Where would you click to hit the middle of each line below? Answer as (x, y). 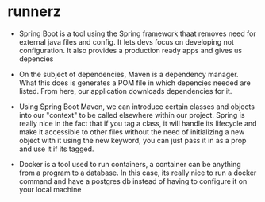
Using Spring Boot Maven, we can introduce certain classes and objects (137, 107)
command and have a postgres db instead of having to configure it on (133, 181)
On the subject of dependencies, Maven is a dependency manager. (129, 74)
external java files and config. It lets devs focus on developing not (127, 41)
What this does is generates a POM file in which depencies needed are (134, 83)
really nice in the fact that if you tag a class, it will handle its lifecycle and (138, 123)
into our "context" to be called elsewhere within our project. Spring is (132, 115)
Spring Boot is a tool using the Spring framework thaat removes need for (137, 33)
